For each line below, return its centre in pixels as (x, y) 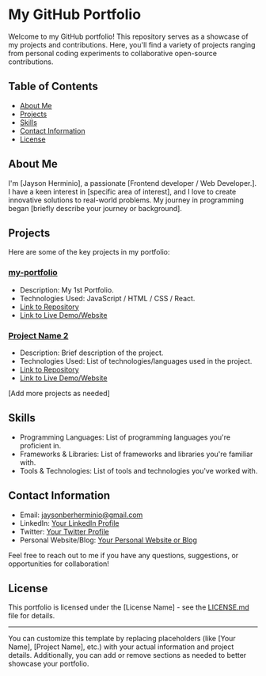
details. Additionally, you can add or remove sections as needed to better (127, 655)
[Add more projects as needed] (59, 393)
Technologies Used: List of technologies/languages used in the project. (136, 361)
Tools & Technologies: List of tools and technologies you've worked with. (139, 470)
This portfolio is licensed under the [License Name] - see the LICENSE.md (129, 607)
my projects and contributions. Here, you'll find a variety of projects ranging (132, 44)
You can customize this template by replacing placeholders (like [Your (122, 639)
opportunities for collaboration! (59, 564)
